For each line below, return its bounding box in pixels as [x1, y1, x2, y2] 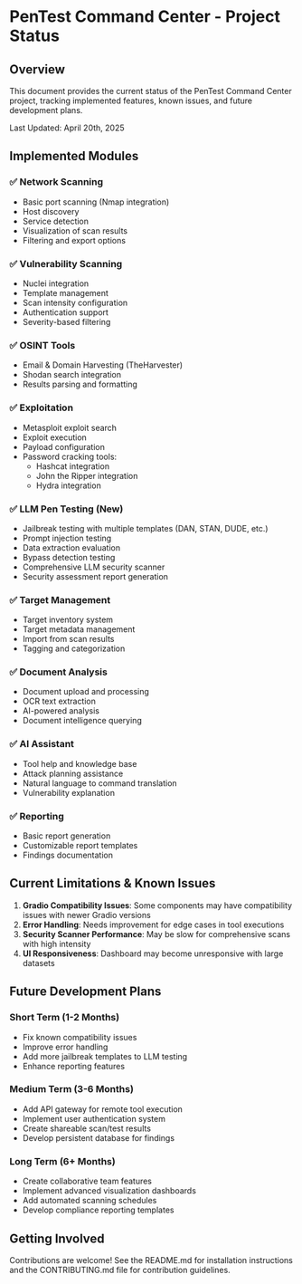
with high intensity [22, 938, 91, 949]
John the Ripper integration [35, 470, 138, 481]
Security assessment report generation [22, 570, 169, 581]
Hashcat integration [35, 460, 110, 472]
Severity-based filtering [22, 316, 111, 327]
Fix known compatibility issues [22, 1031, 137, 1042]
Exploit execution [22, 432, 88, 443]
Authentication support [22, 306, 109, 318]
